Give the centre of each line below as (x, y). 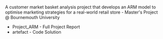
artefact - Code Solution (37, 32)
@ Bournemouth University (32, 17)
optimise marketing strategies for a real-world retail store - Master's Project (81, 12)
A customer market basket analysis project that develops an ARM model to (81, 7)
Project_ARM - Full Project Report (46, 27)
